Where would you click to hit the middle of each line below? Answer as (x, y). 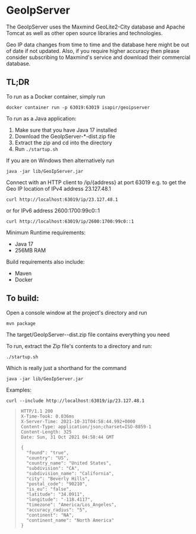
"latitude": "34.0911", (56, 494)
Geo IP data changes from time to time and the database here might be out (98, 45)
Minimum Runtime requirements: (46, 232)
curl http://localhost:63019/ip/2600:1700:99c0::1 (70, 221)
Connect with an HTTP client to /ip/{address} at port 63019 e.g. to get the (96, 182)
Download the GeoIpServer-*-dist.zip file (65, 136)
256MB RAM (30, 250)
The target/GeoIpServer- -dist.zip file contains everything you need (88, 334)
